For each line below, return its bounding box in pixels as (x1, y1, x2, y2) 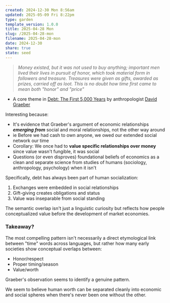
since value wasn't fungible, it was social (12, 148, 99, 154)
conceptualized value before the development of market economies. (5, 211, 150, 217)
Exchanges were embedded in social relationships (12, 184, 119, 191)
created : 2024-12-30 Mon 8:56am (5, 7, 74, 13)
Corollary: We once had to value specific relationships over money (12, 143, 156, 149)
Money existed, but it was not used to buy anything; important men (17, 64, 160, 71)
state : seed (5, 50, 31, 55)
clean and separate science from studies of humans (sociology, (12, 159, 147, 165)
